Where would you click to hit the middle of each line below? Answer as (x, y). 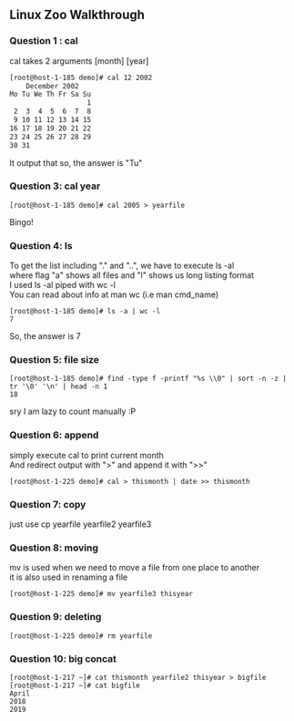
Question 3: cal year (55, 186)
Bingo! (21, 221)
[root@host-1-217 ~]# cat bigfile (75, 685)
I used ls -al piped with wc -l (63, 285)
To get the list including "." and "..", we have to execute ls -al (122, 266)
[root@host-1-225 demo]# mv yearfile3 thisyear (101, 594)
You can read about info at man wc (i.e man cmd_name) (114, 294)
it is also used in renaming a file (69, 577)
